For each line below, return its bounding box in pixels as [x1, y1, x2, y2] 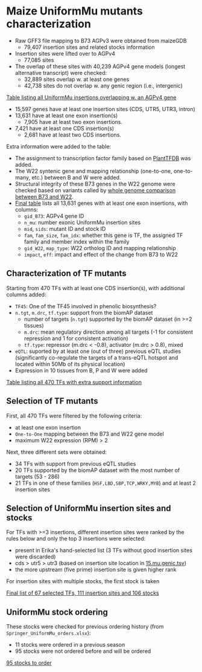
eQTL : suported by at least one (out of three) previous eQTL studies [14, 347, 181, 355]
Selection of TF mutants [6, 396, 98, 406]
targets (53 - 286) [14, 473, 60, 480]
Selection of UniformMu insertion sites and [6, 503, 171, 513]
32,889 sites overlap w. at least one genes [24, 76, 130, 83]
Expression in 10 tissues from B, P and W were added [14, 367, 148, 374]
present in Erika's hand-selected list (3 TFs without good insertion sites [14, 547, 193, 554]
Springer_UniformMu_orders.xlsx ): [6, 630, 91, 637]
